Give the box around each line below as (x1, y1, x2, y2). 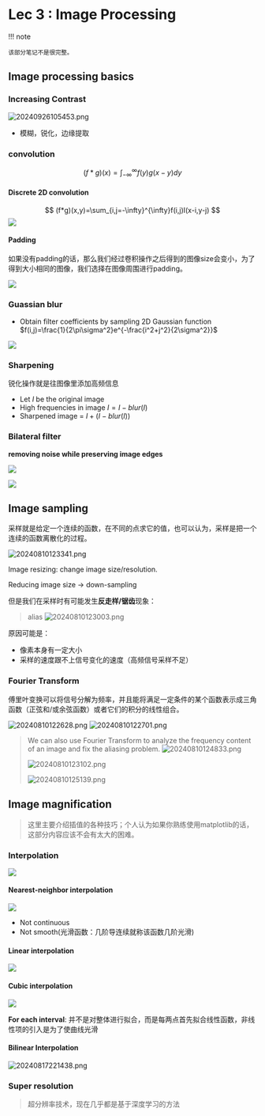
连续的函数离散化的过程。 (8, 533, 91, 543)
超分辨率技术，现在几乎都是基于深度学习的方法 (27, 1099, 180, 1109)
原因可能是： (8, 628, 50, 638)
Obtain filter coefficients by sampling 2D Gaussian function (19, 317, 212, 326)
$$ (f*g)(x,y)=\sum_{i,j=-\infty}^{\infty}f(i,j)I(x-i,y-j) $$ (44, 205, 221, 214)
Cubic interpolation (8, 981, 73, 990)
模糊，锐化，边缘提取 (19, 128, 89, 138)
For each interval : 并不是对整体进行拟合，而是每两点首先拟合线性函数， (8, 1015, 242, 1024)
